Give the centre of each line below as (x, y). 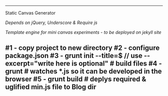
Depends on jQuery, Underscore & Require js (51, 22)
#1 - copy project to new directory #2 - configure (82, 48)
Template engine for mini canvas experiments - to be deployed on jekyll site (83, 32)
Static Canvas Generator (30, 13)
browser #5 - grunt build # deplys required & (76, 79)
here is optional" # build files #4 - (109, 64)
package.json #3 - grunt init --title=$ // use (74, 56)
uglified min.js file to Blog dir (51, 87)
